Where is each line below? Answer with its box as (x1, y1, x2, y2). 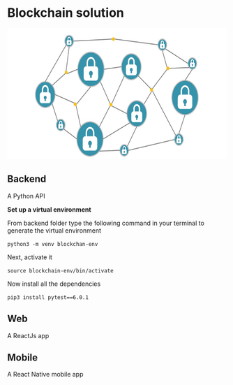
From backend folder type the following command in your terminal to (7, 219, 204, 227)
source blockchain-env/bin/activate (7, 267, 114, 274)
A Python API (7, 191, 45, 200)
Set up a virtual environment (7, 205, 92, 214)
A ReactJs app (7, 331, 50, 340)
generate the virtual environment (7, 226, 102, 235)
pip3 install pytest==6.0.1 (7, 293, 89, 301)
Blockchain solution (7, 5, 124, 21)
